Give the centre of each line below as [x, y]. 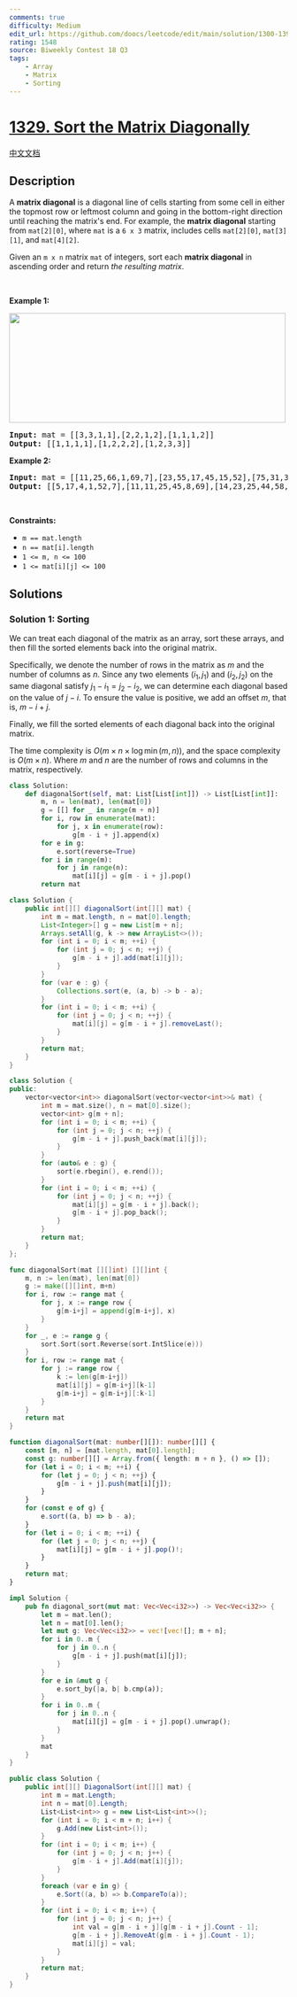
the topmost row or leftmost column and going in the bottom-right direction [146, 212]
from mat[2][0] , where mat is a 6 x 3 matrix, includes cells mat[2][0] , [135, 230]
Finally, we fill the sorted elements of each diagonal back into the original [142, 724]
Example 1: [30, 301]
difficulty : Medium [45, 26]
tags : [19, 58]
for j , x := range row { [87, 1303]
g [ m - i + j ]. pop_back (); [120, 1213]
